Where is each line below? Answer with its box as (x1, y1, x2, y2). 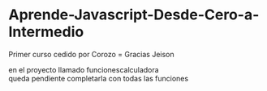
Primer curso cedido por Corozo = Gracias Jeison (8, 49, 174, 59)
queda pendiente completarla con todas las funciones (8, 73, 189, 83)
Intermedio (8, 23, 84, 41)
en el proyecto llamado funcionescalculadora (8, 64, 160, 74)
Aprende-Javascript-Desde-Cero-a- (8, 6, 260, 24)
